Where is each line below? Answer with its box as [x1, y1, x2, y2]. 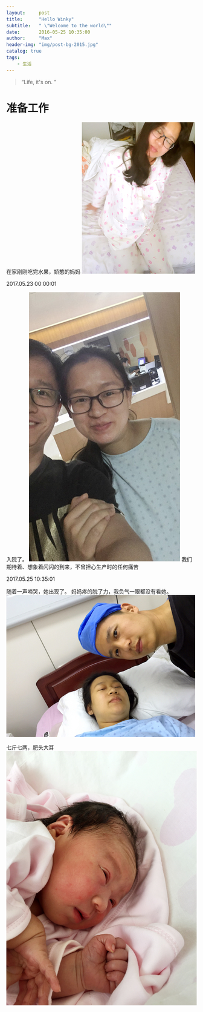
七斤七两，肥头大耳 [6, 744, 54, 751]
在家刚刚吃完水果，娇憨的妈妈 [6, 268, 80, 275]
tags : [6, 55, 20, 61]
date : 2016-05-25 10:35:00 [6, 29, 91, 35]
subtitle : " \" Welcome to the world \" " [6, 22, 112, 28]
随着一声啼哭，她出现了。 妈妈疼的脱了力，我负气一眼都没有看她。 [6, 587, 172, 595]
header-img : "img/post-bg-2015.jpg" [6, 42, 98, 48]
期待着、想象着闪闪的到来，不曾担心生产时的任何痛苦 [6, 563, 139, 570]
